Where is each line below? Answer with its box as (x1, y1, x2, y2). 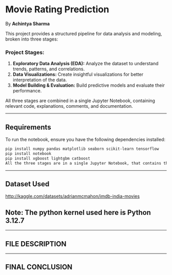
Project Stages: (5, 49, 45, 56)
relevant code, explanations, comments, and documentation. (5, 103, 133, 109)
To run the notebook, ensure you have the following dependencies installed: (5, 136, 165, 143)
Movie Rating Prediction (5, 4, 110, 15)
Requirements (5, 123, 51, 131)
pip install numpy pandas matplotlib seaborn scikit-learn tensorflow (5, 146, 159, 152)
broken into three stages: (5, 36, 58, 42)
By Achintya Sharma (5, 21, 50, 27)
